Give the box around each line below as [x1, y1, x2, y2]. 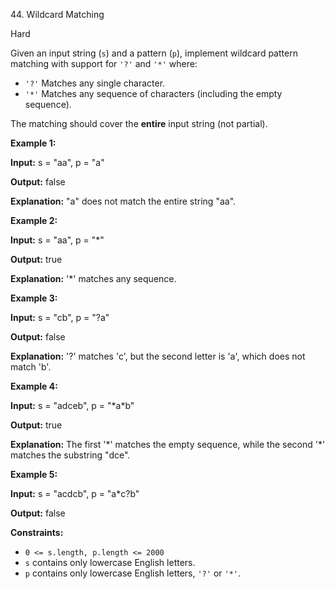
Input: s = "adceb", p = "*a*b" [10, 400, 135, 411]
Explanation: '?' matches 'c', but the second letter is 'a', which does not [10, 350, 306, 362]
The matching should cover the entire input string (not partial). [10, 118, 268, 129]
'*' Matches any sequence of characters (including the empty [24, 88, 283, 99]
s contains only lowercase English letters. [24, 557, 196, 568]
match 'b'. [10, 361, 52, 373]
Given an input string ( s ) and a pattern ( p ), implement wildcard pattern [10, 47, 298, 59]
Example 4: [10, 380, 58, 392]
